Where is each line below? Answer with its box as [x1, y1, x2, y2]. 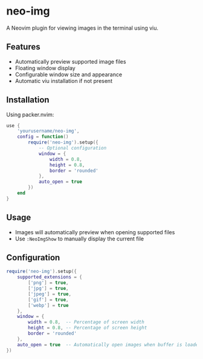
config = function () [17, 134, 69, 140]
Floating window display [14, 64, 76, 71]
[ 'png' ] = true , [28, 280, 69, 286]
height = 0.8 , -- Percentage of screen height [28, 325, 147, 331]
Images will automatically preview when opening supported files [14, 228, 175, 235]
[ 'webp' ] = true [28, 302, 69, 308]
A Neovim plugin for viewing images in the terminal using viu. [6, 24, 159, 31]
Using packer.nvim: [6, 111, 54, 118]
